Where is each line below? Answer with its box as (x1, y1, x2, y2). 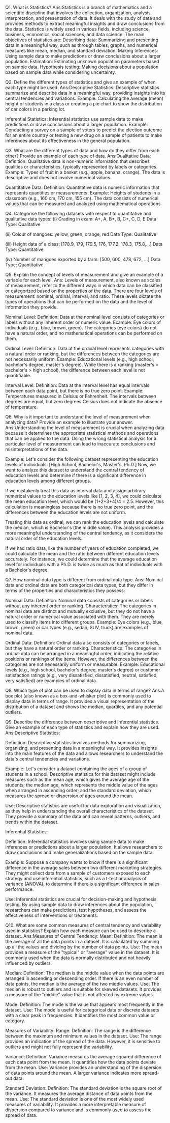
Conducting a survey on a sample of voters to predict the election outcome (5, 127, 162, 133)
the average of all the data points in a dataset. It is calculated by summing (5, 939, 159, 944)
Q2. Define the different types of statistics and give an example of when (5, 79, 156, 85)
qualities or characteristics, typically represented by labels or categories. (5, 164, 158, 170)
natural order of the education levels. (5, 536, 83, 541)
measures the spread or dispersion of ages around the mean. (5, 793, 133, 799)
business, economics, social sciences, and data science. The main (5, 32, 145, 37)
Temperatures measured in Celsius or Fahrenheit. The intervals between (5, 393, 156, 399)
